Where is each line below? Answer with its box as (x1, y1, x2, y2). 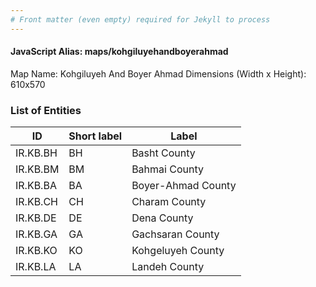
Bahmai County (131, 162, 204, 176)
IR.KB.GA (15, 227, 58, 241)
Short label (68, 129, 123, 143)
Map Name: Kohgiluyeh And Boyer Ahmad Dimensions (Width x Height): (10, 67, 307, 80)
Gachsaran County (131, 227, 220, 241)
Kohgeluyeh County (131, 244, 225, 258)
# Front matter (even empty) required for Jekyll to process (10, 14, 271, 25)
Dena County (131, 211, 194, 225)
